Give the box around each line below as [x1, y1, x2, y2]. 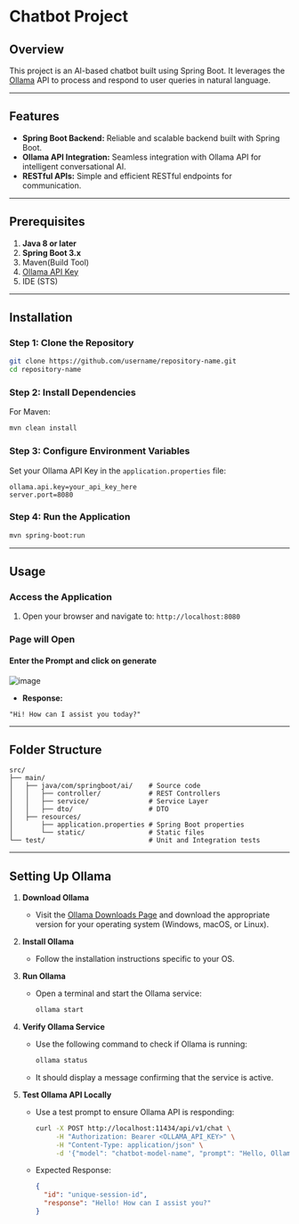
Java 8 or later [21, 238, 77, 249]
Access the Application [9, 591, 113, 604]
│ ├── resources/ [9, 813, 82, 822]
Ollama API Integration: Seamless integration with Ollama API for [21, 152, 262, 162]
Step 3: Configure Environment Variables [9, 445, 190, 457]
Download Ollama [21, 892, 90, 903]
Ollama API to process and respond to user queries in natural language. [9, 75, 271, 86]
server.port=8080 [9, 490, 74, 499]
